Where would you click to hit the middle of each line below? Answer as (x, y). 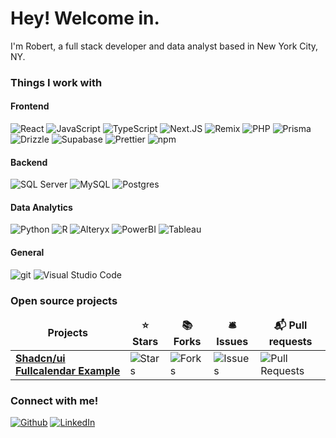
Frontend (30, 106)
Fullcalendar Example (68, 370)
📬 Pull (290, 325)
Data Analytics (41, 207)
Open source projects (64, 300)
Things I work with (56, 82)
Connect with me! (54, 400)
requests (290, 341)
